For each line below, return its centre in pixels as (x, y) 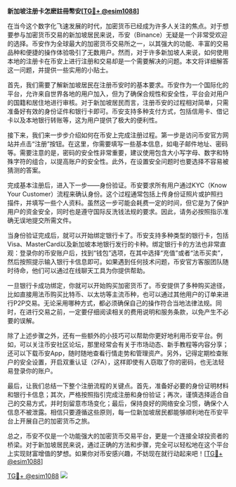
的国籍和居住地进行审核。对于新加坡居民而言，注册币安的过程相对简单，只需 (118, 102)
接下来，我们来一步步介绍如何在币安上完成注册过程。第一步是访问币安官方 (115, 135)
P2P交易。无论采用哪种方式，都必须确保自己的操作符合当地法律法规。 (114, 303)
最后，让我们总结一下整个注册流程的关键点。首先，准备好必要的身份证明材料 (118, 386)
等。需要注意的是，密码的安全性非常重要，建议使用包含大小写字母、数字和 (115, 153)
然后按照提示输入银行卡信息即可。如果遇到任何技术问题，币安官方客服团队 (115, 262)
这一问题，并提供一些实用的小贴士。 (60, 70)
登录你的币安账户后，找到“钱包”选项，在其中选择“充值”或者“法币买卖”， (123, 253)
